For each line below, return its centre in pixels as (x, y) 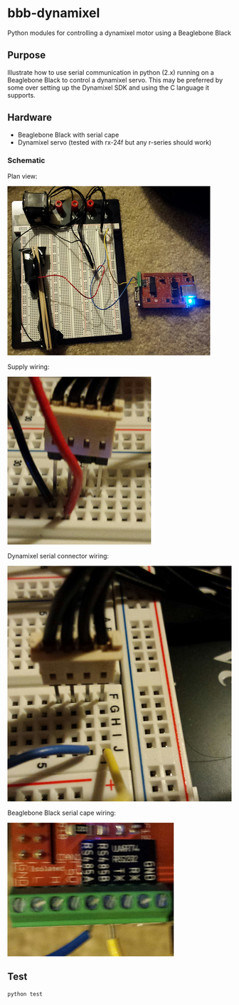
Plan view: (22, 176)
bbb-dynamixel (54, 13)
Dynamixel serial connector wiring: (58, 556)
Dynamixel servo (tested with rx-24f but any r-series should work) (115, 142)
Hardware (30, 118)
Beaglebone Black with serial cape (68, 135)
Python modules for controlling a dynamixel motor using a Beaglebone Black (119, 33)
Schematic (26, 160)
